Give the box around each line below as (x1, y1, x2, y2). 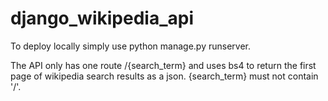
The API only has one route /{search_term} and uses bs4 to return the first (10, 59, 317, 71)
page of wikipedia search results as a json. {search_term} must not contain (10, 70, 319, 82)
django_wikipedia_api (10, 7, 194, 30)
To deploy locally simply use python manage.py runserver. (10, 40, 252, 52)
